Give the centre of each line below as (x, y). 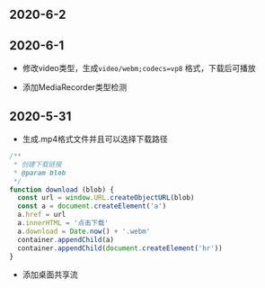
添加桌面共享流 (50, 274)
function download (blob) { (62, 189)
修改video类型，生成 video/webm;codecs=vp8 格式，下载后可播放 (139, 68)
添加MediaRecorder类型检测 (75, 87)
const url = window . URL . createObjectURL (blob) (106, 198)
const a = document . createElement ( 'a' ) (92, 206)
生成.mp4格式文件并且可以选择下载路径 (95, 139)
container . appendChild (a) (66, 239)
